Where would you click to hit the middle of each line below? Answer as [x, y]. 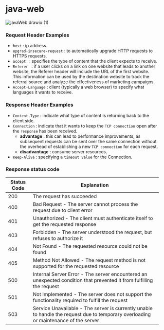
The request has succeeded [65, 196]
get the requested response [64, 224]
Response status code [33, 169]
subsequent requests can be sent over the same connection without [88, 141]
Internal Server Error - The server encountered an [90, 274]
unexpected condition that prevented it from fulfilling [93, 280]
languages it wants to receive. [43, 92]
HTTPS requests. [30, 56]
